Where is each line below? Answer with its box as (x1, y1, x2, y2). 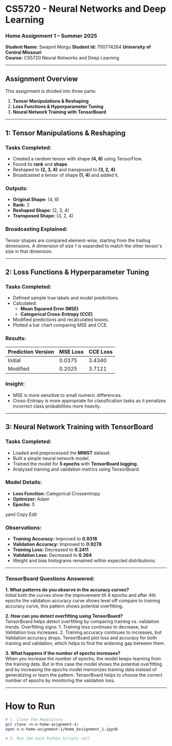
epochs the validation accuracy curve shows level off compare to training (5, 598, 160, 604)
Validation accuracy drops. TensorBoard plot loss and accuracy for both (5, 635, 157, 641)
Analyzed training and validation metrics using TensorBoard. (12, 466, 140, 472)
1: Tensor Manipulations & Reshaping (5, 129, 126, 137)
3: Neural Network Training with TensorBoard (5, 422, 154, 431)
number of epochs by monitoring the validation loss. (5, 677, 115, 683)
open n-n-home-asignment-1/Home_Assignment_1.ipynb (5, 727, 118, 732)
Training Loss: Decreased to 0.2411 (12, 547, 89, 553)
